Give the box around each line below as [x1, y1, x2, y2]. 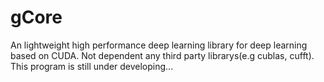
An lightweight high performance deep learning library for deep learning [10, 39, 308, 51]
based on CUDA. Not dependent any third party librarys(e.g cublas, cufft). [10, 49, 315, 61]
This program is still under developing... [10, 60, 174, 72]
